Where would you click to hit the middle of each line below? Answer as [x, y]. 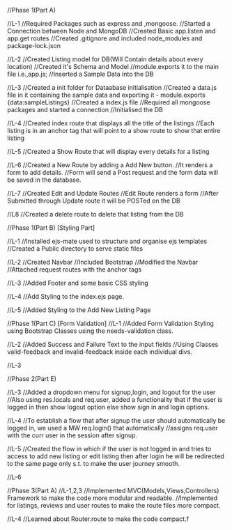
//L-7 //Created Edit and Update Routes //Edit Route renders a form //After [113, 193]
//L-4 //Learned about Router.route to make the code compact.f [98, 519]
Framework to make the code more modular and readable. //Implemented [113, 498]
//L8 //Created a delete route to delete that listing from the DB [95, 214]
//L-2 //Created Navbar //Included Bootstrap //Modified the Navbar [103, 262]
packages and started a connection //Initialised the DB [85, 110]
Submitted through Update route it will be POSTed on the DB [94, 201]
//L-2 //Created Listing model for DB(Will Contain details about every [105, 59]
